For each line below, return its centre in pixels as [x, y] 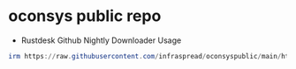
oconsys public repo [85, 16]
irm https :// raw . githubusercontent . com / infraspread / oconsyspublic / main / [145, 56]
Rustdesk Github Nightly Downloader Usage [101, 40]
